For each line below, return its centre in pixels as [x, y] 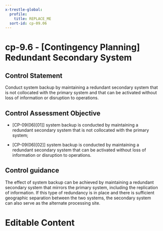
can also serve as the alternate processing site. [53, 203]
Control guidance [32, 171]
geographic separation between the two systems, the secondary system [78, 198]
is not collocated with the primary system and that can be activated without [81, 93]
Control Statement [34, 75]
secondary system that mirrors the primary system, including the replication [81, 187]
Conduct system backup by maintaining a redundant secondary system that [81, 87]
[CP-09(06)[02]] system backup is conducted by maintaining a [76, 145]
